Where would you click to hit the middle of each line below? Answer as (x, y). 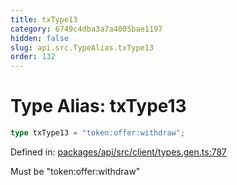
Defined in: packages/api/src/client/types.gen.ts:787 (119, 152)
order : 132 (33, 57)
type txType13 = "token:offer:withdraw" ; (98, 133)
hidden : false (40, 38)
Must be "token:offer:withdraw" (75, 171)
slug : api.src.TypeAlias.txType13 (82, 47)
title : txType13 (44, 19)
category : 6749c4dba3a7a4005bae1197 (86, 29)
